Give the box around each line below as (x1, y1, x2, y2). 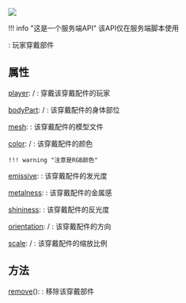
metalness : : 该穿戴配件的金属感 (8, 187, 112, 198)
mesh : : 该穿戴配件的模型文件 (8, 121, 104, 131)
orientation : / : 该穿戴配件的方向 (8, 221, 112, 231)
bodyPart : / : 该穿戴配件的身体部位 (8, 105, 120, 114)
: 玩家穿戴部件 (8, 40, 54, 49)
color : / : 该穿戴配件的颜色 (8, 139, 93, 148)
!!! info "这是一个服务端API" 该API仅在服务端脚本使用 (8, 24, 180, 33)
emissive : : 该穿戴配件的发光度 (8, 171, 108, 180)
